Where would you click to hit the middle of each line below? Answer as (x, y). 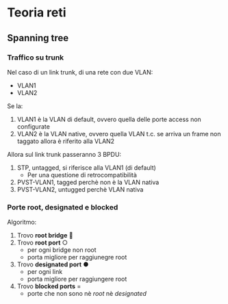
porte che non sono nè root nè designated (87, 294)
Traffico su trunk (36, 58)
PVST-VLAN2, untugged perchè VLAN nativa (80, 189)
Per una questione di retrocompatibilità (82, 175)
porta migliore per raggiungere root (77, 279)
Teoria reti (37, 13)
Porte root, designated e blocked (63, 207)
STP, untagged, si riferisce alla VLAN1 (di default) (86, 167)
